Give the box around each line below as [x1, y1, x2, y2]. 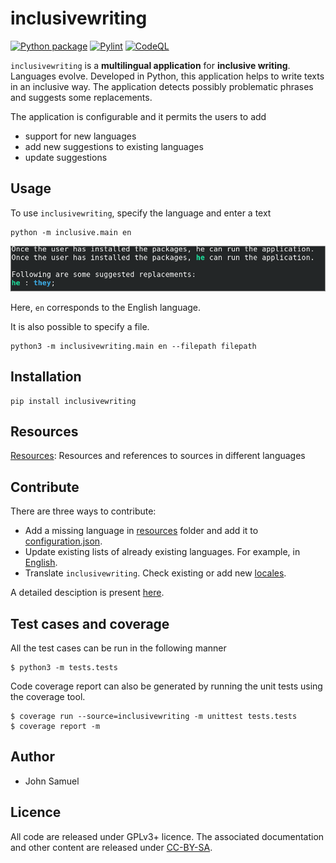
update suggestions [24, 151, 108, 163]
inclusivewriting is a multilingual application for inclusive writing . [10, 59, 291, 71]
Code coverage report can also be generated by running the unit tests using [10, 680, 323, 692]
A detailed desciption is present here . [10, 587, 165, 599]
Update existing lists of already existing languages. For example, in [24, 546, 301, 558]
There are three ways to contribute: [10, 505, 157, 517]
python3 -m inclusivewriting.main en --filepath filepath [10, 341, 257, 351]
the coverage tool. [10, 691, 86, 702]
